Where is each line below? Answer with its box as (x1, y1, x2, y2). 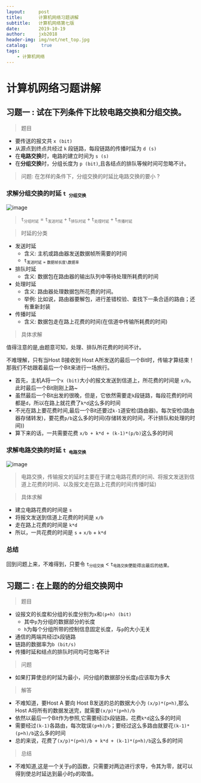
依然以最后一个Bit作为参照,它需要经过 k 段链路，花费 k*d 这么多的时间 (14, 714, 181, 722)
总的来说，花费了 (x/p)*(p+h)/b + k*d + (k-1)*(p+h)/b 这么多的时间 (14, 737, 183, 744)
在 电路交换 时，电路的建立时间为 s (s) (14, 152, 109, 160)
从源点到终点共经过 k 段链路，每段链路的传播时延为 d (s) (14, 145, 157, 152)
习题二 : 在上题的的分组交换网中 (6, 581, 123, 591)
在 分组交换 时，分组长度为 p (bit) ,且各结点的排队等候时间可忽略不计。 (14, 160, 190, 167)
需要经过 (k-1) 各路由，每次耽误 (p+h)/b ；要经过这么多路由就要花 (14, 722, 174, 729)
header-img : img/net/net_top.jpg (6, 37, 90, 43)
